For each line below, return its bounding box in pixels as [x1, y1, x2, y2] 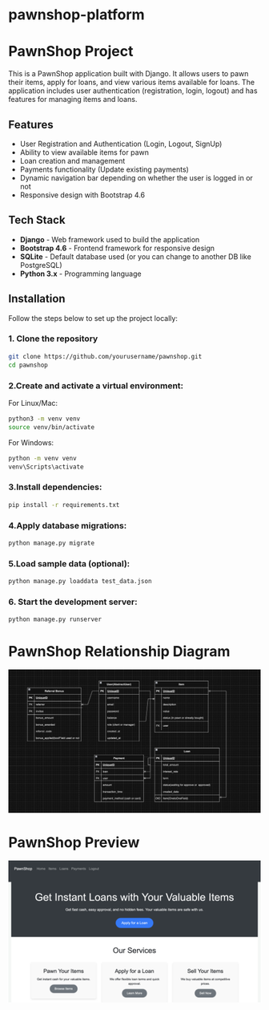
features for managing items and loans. [8, 95, 138, 104]
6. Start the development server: [8, 596, 138, 607]
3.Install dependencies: [8, 481, 102, 493]
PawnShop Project [8, 43, 134, 61]
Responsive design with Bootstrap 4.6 [19, 190, 146, 200]
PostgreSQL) [19, 260, 62, 270]
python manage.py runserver [8, 615, 102, 623]
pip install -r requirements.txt [8, 501, 120, 509]
